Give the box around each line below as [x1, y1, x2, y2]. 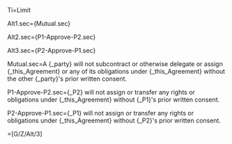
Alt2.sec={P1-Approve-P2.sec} [7, 33, 96, 41]
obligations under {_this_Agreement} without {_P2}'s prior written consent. [7, 116, 222, 125]
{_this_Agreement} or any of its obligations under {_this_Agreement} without [7, 67, 225, 75]
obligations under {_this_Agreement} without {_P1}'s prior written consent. [7, 95, 220, 104]
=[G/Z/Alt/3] [7, 130, 43, 138]
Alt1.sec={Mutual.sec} [7, 19, 71, 27]
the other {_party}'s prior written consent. [7, 74, 127, 83]
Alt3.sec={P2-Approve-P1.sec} [7, 47, 96, 54]
